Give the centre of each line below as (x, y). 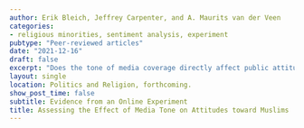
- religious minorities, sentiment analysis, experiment (119, 34)
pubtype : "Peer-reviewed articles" (76, 43)
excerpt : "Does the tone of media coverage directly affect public (139, 69)
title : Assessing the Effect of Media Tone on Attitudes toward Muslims (149, 110)
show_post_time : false (52, 93)
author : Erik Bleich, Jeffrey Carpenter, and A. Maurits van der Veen (145, 18)
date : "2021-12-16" (46, 51)
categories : (32, 26)
